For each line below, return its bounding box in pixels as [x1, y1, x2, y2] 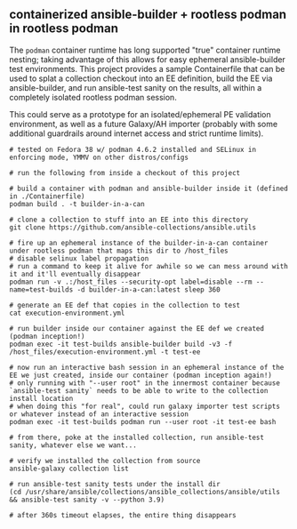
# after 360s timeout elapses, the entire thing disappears [9, 510, 237, 519]
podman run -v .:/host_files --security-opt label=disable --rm [9, 277, 253, 286]
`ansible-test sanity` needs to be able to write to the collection [9, 386, 269, 395]
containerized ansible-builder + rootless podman [9, 7, 287, 22]
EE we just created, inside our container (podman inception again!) [9, 371, 273, 380]
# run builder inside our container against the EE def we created [9, 324, 265, 333]
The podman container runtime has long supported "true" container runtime [9, 44, 282, 55]
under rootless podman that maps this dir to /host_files [9, 246, 229, 255]
